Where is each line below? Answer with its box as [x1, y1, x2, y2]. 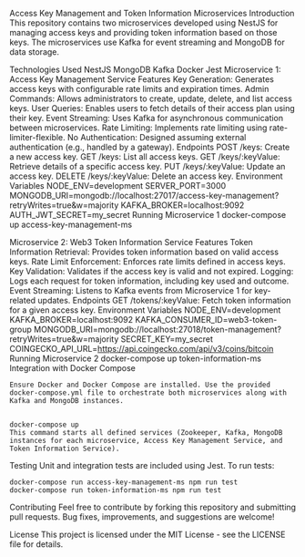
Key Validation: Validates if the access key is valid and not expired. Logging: [9, 266, 294, 276]
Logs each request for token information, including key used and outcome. [9, 275, 290, 286]
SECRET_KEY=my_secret [120, 334, 214, 345]
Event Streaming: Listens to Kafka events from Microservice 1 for [9, 285, 253, 295]
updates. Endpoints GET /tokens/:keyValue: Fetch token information [37, 295, 291, 305]
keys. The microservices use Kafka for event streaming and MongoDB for [9, 36, 285, 47]
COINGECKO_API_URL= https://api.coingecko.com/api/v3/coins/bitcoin [9, 344, 274, 354]
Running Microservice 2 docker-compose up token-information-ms [9, 353, 262, 364]
